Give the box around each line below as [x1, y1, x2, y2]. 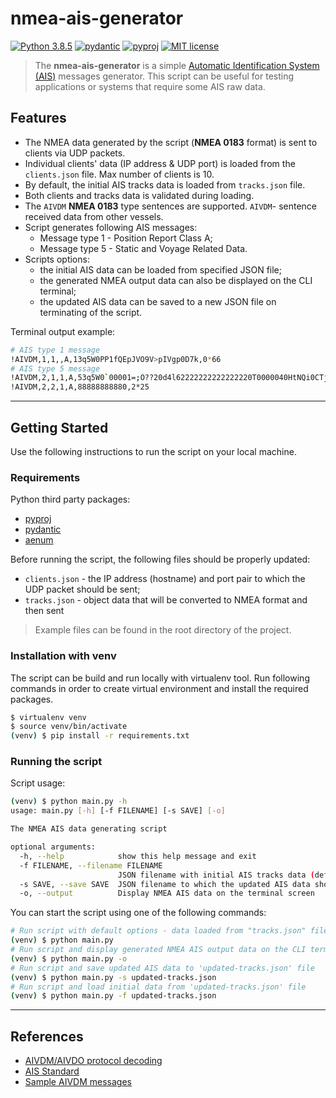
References [10, 1028, 84, 1045]
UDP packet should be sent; [24, 583, 141, 596]
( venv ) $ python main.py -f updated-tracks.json [10, 991, 217, 1001]
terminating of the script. [39, 306, 143, 318]
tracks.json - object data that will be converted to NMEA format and [24, 594, 308, 606]
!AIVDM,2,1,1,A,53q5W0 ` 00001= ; [10, 373, 141, 383]
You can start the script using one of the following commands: [10, 907, 267, 919]
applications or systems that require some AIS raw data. [34, 80, 266, 92]
